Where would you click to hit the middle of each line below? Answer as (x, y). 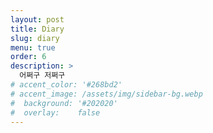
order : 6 (28, 57)
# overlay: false (55, 112)
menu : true (33, 47)
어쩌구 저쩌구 (42, 76)
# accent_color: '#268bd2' (66, 85)
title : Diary (37, 29)
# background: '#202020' (64, 103)
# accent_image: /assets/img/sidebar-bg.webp (106, 94)
